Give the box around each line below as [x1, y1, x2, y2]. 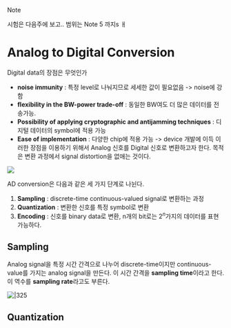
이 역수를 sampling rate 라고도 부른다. [7, 278, 110, 286]
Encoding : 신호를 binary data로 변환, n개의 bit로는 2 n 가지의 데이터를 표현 [17, 211, 219, 220]
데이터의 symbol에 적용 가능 [30, 126, 107, 134]
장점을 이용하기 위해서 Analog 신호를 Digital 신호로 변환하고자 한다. [30, 143, 212, 151]
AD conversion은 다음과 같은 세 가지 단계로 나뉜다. [7, 180, 145, 188]
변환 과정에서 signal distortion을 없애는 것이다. [24, 152, 151, 160]
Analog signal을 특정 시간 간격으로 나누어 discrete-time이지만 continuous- [7, 260, 212, 269]
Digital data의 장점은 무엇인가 [7, 68, 88, 77]
